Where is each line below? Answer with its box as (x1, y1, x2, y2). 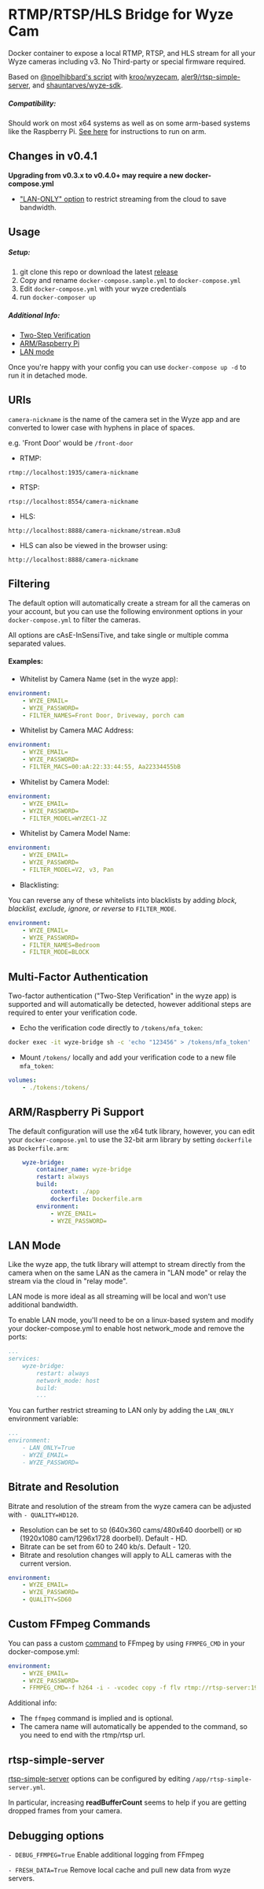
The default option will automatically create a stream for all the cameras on (8, 598, 251, 608)
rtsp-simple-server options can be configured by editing (8, 1774, 191, 1783)
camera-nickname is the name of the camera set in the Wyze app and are (8, 414, 241, 423)
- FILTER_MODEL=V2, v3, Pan (22, 866, 114, 874)
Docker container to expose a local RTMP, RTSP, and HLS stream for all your (8, 48, 256, 58)
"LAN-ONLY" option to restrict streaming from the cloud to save (19, 194, 226, 203)
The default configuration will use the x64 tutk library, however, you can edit (8, 1126, 255, 1136)
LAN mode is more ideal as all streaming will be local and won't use (8, 1291, 226, 1302)
